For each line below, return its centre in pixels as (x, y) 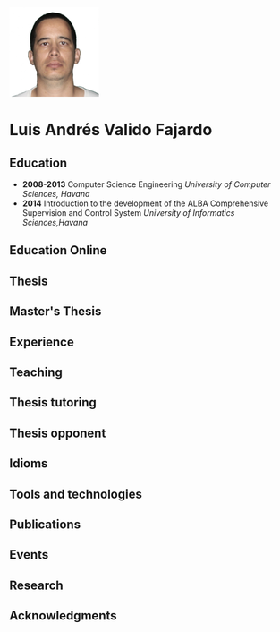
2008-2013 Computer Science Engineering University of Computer (146, 184)
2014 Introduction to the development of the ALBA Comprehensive (145, 203)
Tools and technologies (76, 494)
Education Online (58, 250)
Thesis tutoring (53, 402)
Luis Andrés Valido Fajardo (111, 130)
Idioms (29, 464)
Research (37, 585)
